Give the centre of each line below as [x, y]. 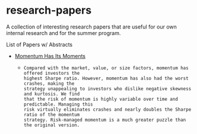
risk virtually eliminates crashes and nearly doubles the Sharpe [107, 109]
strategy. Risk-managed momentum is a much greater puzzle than [105, 120]
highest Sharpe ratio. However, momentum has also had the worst [106, 78]
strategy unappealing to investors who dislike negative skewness [107, 89]
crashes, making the [49, 84]
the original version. [52, 125]
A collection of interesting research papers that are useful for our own [91, 27]
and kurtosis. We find [52, 94]
